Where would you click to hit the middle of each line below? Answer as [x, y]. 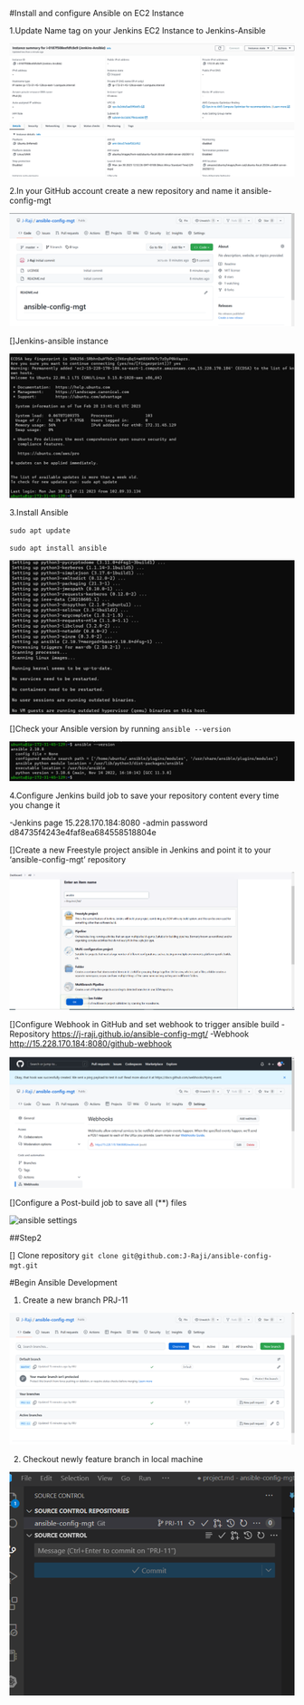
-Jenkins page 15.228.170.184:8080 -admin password [109, 823]
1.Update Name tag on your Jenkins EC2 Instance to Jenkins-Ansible [138, 30]
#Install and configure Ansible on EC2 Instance [97, 13]
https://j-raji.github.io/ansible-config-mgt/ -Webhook [150, 1034]
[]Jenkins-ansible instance [59, 341]
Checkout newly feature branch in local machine [113, 1459]
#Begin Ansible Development [63, 1283]
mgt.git [24, 1266]
